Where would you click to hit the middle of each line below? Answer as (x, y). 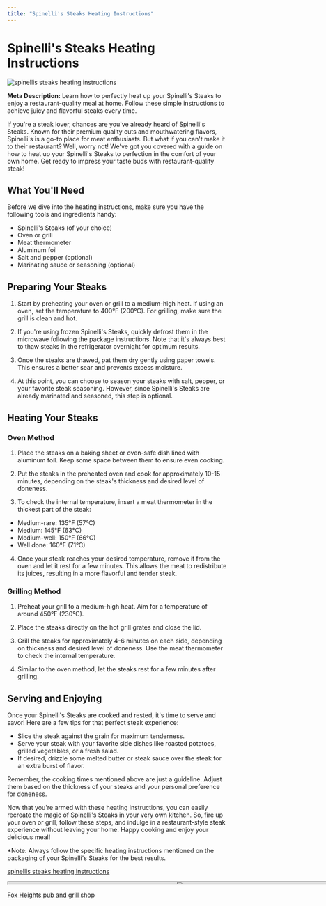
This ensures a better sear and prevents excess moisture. (100, 368)
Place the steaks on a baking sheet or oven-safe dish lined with (108, 453)
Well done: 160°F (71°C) (51, 545)
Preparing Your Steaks (57, 287)
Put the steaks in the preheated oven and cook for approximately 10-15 (119, 474)
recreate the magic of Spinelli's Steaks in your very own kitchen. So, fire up (115, 815)
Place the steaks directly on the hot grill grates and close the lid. (109, 627)
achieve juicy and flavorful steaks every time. (72, 110)
